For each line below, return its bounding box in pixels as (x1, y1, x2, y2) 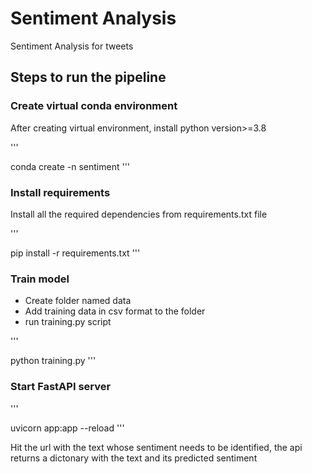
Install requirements (10, 185, 111, 199)
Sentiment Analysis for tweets (10, 40, 134, 52)
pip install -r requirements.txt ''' (10, 247, 141, 259)
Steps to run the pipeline (10, 69, 167, 86)
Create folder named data (24, 295, 132, 307)
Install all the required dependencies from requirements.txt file (10, 208, 268, 220)
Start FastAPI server (10, 380, 112, 394)
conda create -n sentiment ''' (10, 160, 131, 172)
